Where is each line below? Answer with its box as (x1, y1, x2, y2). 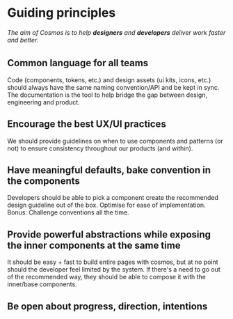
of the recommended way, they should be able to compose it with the (7, 273, 207, 281)
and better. (7, 36, 39, 44)
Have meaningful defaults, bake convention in (7, 164, 211, 176)
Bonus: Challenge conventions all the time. (7, 208, 130, 217)
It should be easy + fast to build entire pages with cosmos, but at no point (7, 258, 218, 266)
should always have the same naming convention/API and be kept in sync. (7, 83, 220, 91)
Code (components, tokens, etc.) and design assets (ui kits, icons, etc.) (7, 75, 211, 84)
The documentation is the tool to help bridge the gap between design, (7, 91, 207, 99)
